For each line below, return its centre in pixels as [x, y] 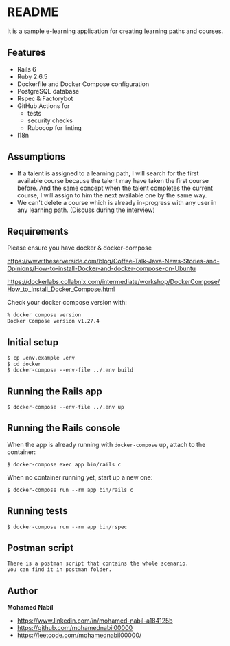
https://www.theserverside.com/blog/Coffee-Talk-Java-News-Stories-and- [113, 261]
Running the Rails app [55, 391]
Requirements [38, 231]
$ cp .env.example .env [41, 358]
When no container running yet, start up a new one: [80, 477]
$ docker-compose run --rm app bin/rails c [70, 490]
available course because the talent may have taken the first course [113, 180]
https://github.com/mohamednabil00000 [75, 628]
